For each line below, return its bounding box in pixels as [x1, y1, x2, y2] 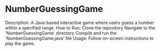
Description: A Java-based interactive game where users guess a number [5, 20, 155, 25]
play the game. [5, 40, 35, 46]
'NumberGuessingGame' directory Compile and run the [5, 30, 117, 36]
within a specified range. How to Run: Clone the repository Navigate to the [5, 25, 156, 30]
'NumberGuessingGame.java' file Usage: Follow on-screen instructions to [5, 35, 154, 41]
